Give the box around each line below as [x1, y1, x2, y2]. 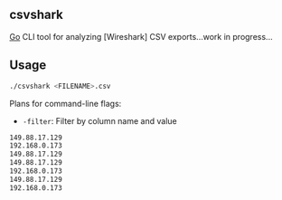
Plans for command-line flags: [9, 98, 122, 109]
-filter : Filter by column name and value [22, 115, 178, 126]
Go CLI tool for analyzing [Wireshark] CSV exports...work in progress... [9, 31, 273, 42]
